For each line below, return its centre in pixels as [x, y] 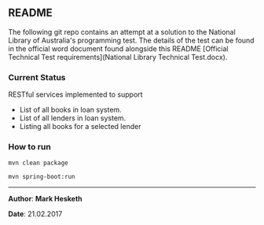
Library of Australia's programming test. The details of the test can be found [131, 40]
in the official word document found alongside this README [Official [118, 48]
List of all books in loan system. [70, 110]
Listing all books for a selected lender [80, 127]
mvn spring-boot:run [42, 177]
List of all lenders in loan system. [73, 118]
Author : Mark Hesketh [45, 199]
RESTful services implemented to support [75, 94]
